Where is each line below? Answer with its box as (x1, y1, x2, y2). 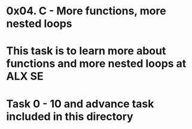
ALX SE (6, 70, 44, 83)
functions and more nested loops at (6, 57, 187, 70)
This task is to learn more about (6, 44, 166, 58)
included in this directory (6, 109, 133, 123)
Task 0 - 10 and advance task (6, 97, 154, 110)
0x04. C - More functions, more (6, 4, 166, 18)
